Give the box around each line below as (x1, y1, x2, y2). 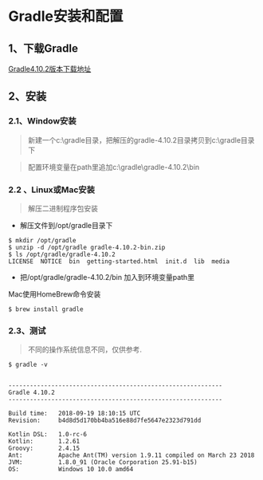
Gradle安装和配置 (8, 7, 124, 26)
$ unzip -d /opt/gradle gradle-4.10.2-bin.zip (8, 243, 166, 251)
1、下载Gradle (8, 41, 78, 55)
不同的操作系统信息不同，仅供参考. (27, 344, 142, 355)
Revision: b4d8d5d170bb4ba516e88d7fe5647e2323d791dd (8, 416, 202, 425)
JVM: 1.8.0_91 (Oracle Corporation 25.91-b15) (8, 458, 198, 466)
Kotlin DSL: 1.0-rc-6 (8, 431, 88, 439)
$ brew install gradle (8, 305, 84, 313)
